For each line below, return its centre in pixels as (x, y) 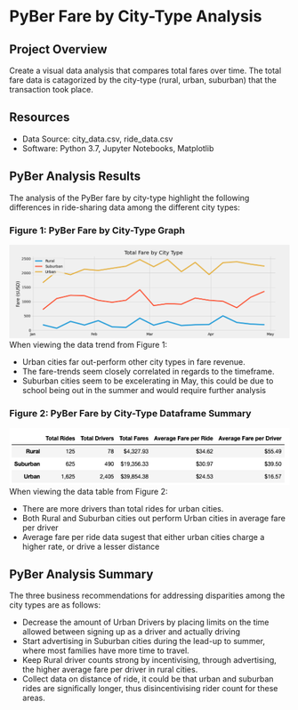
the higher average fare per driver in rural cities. (110, 670)
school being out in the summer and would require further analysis (144, 390)
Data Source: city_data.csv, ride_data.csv (97, 139)
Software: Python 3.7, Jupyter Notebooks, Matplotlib (118, 148)
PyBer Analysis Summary (81, 574)
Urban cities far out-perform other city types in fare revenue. (134, 361)
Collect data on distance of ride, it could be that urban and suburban (148, 679)
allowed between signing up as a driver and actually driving (131, 632)
